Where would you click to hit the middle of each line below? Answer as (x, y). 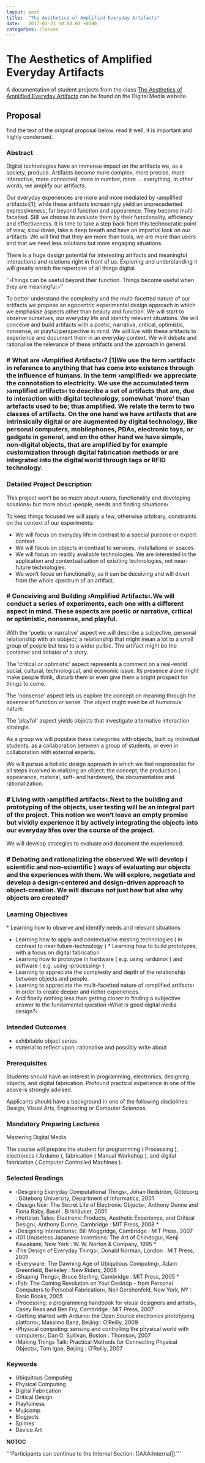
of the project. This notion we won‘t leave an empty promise (97, 815)
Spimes (25, 1423)
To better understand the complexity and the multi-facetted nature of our (99, 299)
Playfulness (30, 1403)
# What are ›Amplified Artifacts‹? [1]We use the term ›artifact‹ (101, 360)
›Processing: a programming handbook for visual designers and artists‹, (106, 1303)
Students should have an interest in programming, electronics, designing (98, 1077)
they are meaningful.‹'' (35, 287)
